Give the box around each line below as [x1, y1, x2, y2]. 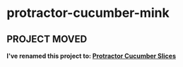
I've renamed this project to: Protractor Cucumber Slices [6, 51, 177, 60]
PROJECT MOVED [6, 33, 88, 45]
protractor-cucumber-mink [6, 5, 170, 21]
